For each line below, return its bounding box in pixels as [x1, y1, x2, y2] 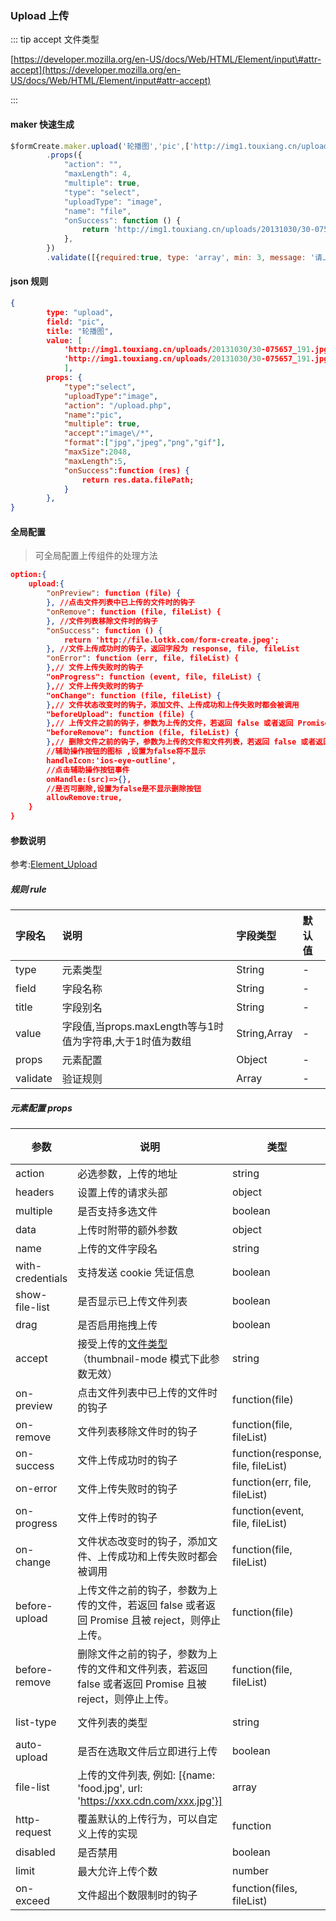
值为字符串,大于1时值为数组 [61, 1035, 192, 1049]
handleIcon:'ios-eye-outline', [46, 755, 177, 766]
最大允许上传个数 [77, 1865, 158, 1879]
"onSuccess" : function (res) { [63, 465, 190, 476]
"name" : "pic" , [63, 410, 123, 420]
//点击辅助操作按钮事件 [46, 765, 130, 775]
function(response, [232, 1447, 322, 1461]
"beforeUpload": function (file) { [46, 709, 195, 719]
